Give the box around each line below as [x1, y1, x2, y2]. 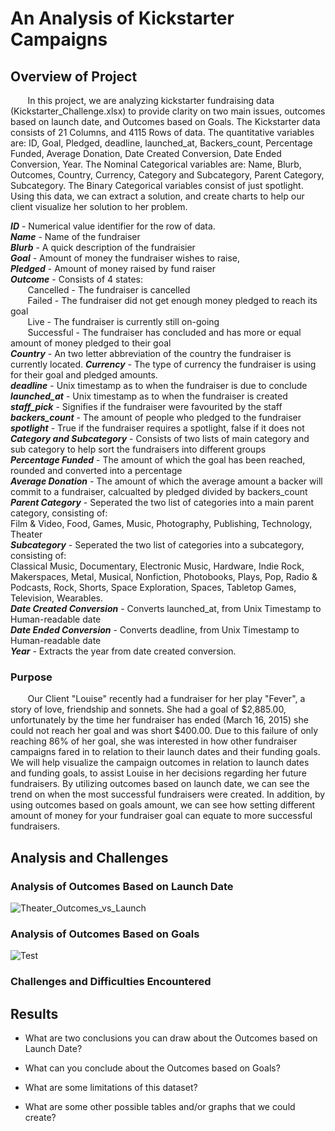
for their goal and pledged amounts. [10, 369, 158, 381]
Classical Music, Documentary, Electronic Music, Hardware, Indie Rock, [10, 560, 305, 572]
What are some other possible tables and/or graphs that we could [24, 1101, 296, 1113]
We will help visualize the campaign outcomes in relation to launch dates [10, 757, 310, 769]
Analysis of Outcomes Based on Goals [10, 927, 200, 941]
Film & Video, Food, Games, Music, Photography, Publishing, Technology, [10, 518, 313, 529]
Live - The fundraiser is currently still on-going [27, 316, 220, 327]
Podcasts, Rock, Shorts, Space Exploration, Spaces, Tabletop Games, [10, 582, 297, 593]
